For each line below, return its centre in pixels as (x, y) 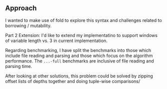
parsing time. (19, 66)
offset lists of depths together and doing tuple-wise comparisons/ (73, 81)
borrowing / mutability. (28, 25)
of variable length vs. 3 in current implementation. (56, 40)
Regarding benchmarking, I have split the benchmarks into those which (78, 50)
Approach (21, 8)
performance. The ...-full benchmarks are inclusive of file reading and (80, 61)
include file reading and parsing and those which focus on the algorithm (79, 55)
